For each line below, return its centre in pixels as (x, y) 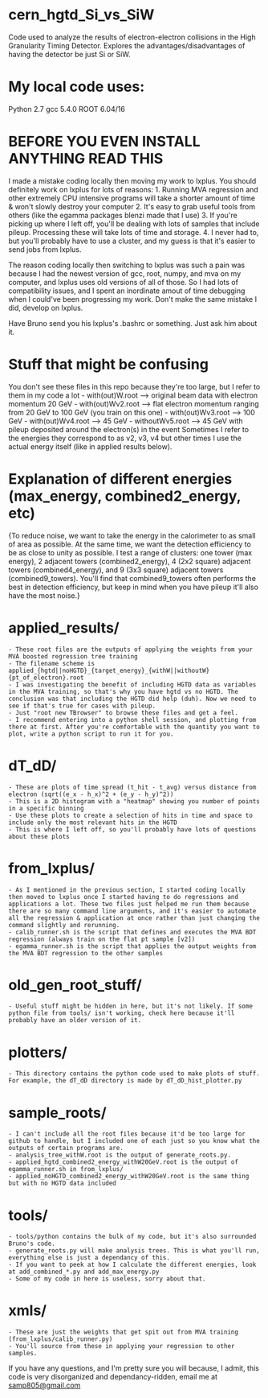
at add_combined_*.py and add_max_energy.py (84, 1272)
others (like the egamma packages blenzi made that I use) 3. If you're (123, 215)
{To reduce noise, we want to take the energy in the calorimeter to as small (132, 535)
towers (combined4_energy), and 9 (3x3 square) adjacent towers (116, 570)
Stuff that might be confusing (108, 365)
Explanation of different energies (120, 478)
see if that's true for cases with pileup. (82, 706)
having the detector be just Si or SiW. (69, 54)
